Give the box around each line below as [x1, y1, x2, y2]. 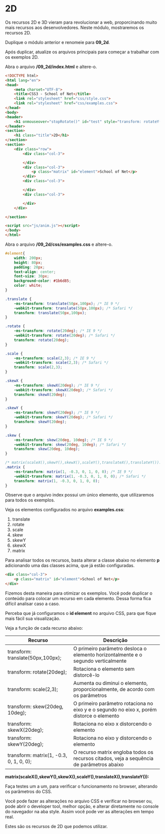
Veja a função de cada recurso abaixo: [5, 625, 83, 631]
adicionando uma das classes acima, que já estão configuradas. [5, 563, 135, 569]
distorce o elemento [73, 713, 119, 720]
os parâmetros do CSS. [5, 789, 53, 795]
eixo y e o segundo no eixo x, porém [73, 706, 157, 713]
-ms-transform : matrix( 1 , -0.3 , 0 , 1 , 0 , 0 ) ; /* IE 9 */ [14, 469, 133, 474]
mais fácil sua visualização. [5, 615, 60, 622]
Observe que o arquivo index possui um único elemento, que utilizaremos [5, 492, 154, 498]
